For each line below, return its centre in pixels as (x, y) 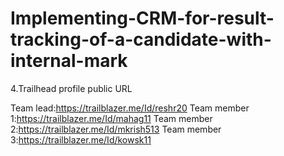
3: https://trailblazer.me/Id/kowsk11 (81, 139)
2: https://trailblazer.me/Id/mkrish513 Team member (116, 129)
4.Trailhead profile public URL (71, 88)
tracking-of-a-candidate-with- (141, 39)
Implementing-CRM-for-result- (142, 18)
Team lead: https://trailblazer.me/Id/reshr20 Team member (130, 108)
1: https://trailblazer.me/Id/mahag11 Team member (111, 118)
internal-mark (69, 61)
